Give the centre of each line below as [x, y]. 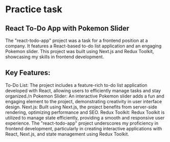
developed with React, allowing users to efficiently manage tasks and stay [83, 90]
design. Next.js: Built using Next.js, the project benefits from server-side [81, 107]
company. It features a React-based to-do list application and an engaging [83, 46]
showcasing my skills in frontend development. [55, 57]
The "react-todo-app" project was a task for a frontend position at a [77, 40]
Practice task [34, 9]
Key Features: [28, 73]
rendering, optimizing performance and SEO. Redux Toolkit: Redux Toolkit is [85, 112]
